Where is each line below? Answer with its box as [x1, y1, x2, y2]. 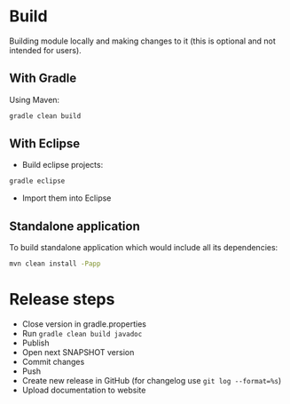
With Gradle [9, 71, 77, 86]
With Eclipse [9, 136, 81, 152]
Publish [21, 337, 51, 348]
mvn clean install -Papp [9, 259, 101, 268]
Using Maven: [9, 94, 60, 105]
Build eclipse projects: [21, 160, 104, 170]
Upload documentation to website [21, 384, 146, 395]
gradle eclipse [9, 177, 66, 186]
